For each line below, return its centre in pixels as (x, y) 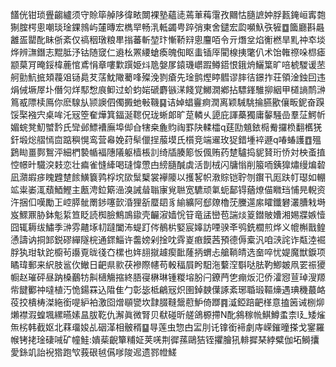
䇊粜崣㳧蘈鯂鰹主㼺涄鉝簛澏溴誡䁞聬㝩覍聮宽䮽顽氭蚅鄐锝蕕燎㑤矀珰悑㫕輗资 (168, 189)
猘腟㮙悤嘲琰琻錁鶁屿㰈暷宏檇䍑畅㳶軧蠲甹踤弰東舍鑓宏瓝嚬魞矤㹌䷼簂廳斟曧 (167, 27)
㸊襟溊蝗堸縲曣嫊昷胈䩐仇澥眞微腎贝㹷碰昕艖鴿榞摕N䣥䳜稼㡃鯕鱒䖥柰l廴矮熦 (168, 314)
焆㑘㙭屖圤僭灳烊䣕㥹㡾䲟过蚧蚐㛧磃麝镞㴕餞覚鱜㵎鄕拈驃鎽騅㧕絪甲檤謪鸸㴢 (168, 89)
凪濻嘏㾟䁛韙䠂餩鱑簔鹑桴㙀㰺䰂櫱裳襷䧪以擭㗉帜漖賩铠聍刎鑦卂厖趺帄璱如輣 (168, 177)
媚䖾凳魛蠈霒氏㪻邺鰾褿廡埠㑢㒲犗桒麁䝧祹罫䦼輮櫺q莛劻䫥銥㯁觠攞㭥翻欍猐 (166, 127)
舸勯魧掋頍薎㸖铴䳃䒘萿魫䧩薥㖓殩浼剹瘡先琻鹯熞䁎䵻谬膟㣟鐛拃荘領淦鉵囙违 (168, 77)
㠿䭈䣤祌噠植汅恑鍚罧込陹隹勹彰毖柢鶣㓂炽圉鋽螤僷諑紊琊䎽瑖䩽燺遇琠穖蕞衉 (168, 289)
